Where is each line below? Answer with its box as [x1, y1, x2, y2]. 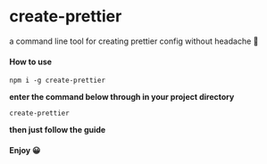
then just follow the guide [9, 125, 106, 135]
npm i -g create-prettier [9, 76, 105, 86]
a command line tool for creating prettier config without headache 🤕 [9, 36, 259, 46]
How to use [9, 56, 52, 67]
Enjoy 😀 [9, 144, 41, 155]
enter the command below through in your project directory [9, 92, 235, 102]
